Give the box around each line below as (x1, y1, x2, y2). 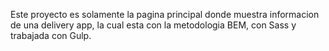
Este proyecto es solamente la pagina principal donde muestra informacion (10, 9, 320, 20)
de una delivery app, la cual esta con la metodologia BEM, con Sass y (10, 19, 297, 31)
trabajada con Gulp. (10, 30, 92, 41)
